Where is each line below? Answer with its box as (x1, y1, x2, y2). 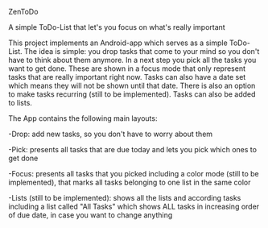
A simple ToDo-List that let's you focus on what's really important (8, 23, 225, 31)
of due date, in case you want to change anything (8, 210, 173, 220)
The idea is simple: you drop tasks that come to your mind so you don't (23, 47, 260, 56)
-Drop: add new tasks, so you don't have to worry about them (8, 129, 213, 139)
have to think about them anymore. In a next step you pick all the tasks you (8, 56, 257, 64)
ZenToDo (8, 7, 39, 16)
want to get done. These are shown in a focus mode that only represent (8, 64, 246, 73)
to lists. (8, 98, 32, 107)
